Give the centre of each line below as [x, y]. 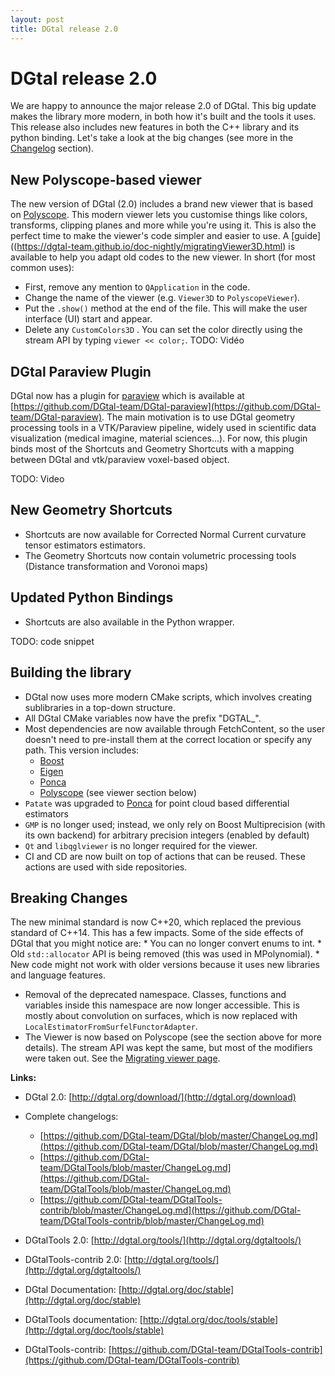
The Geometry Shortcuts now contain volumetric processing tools [160, 555]
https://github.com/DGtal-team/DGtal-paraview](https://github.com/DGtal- [167, 407]
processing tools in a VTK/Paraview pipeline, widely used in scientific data [163, 428]
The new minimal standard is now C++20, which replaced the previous [156, 922]
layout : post [37, 19]
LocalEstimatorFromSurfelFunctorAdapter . [111, 1027]
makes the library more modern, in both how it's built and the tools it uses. [163, 117]
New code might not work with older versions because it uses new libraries [165, 965]
